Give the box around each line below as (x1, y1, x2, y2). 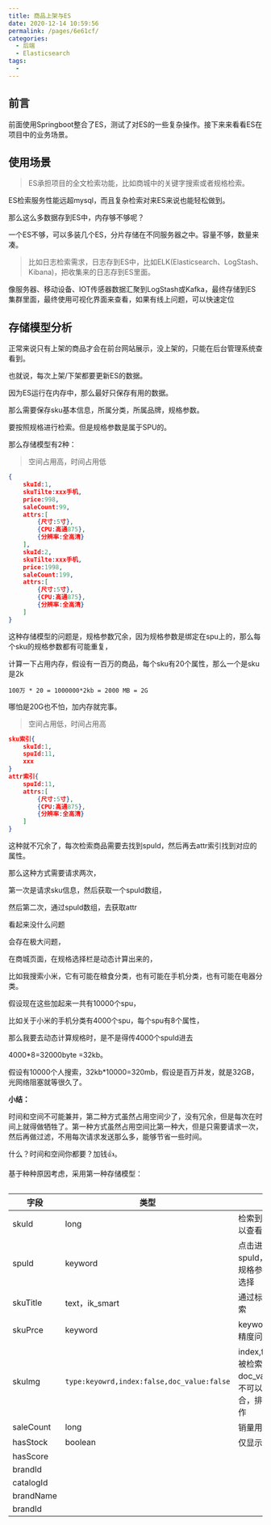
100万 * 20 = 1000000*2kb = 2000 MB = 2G (8, 686, 148, 695)
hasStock (12, 1437, 48, 1448)
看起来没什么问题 (8, 919, 65, 930)
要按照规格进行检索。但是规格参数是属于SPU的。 (8, 422, 172, 433)
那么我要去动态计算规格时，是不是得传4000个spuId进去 (8, 1033, 194, 1043)
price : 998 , (23, 495, 60, 504)
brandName (12, 1490, 58, 1502)
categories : (8, 34, 48, 43)
